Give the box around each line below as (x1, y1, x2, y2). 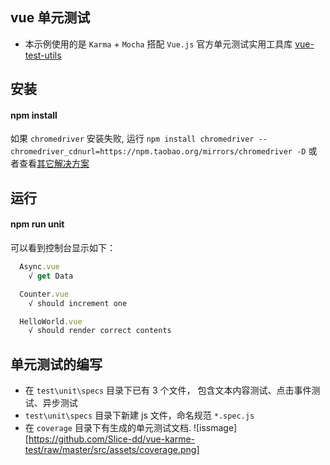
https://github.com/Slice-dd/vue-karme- (28, 433, 196, 445)
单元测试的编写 (10, 356, 103, 373)
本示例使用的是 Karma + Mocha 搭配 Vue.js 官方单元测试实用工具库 (24, 38, 293, 50)
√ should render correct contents (28, 326, 172, 336)
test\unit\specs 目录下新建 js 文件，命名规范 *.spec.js (24, 409, 255, 422)
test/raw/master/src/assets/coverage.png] (24, 444, 200, 456)
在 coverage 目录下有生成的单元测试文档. (24, 422, 192, 434)
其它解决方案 (36, 158, 90, 170)
